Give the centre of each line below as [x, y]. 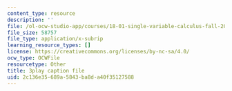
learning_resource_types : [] [49, 45]
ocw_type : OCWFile [33, 58]
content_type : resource [41, 13]
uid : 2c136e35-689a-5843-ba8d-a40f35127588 [71, 77]
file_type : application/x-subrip [55, 39]
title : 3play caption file [46, 70]
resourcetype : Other [37, 64]
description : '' [30, 20]
